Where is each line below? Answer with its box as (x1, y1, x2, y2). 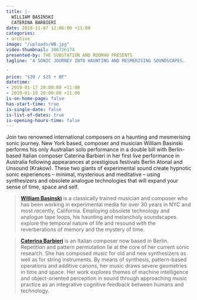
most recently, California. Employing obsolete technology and (20, 207, 170, 214)
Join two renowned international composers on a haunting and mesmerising (6, 133, 191, 141)
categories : (6, 31, 35, 36)
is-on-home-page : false (6, 96, 65, 102)
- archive (6, 36, 31, 42)
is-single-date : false (6, 106, 62, 112)
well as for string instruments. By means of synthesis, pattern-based (20, 256, 187, 263)
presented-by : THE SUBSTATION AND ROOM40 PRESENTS (6, 52, 133, 58)
